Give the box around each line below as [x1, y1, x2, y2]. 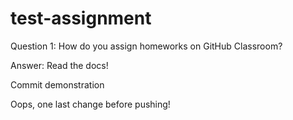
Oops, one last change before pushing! [10, 98, 171, 110]
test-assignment [10, 7, 152, 30]
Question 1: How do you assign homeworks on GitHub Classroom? [10, 40, 283, 52]
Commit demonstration [10, 78, 105, 91]
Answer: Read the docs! [10, 59, 109, 71]
